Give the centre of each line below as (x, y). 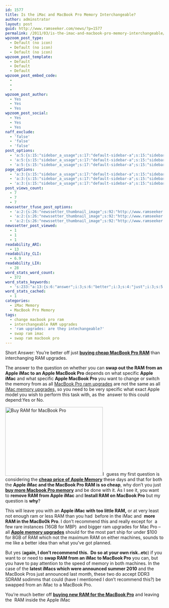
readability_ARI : (23, 244)
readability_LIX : (23, 263)
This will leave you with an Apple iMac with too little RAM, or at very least (82, 511)
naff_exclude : (20, 132)
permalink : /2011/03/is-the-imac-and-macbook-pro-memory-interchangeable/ (85, 33)
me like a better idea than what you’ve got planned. (58, 542)
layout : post (19, 24)
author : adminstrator (28, 19)
